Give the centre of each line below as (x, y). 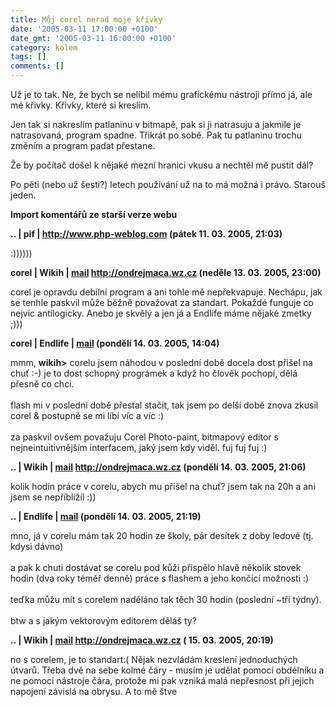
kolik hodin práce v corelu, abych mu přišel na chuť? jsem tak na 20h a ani (163, 486)
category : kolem (44, 47)
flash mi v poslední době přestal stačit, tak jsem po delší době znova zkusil (164, 405)
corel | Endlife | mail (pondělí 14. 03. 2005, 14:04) (115, 343)
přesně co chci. (42, 384)
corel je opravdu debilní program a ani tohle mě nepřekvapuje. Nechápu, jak (166, 292)
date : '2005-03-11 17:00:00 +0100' (84, 29)
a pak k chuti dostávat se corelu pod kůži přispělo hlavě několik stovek (156, 567)
